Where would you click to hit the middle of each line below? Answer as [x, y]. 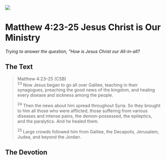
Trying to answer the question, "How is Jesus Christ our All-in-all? [73, 51]
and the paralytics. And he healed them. [58, 121]
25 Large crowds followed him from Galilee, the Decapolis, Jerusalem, [88, 131]
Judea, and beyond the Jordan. [49, 137]
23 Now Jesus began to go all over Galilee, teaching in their [78, 84]
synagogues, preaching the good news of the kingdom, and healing [86, 90]
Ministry [23, 38]
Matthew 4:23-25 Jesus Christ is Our [83, 27]
